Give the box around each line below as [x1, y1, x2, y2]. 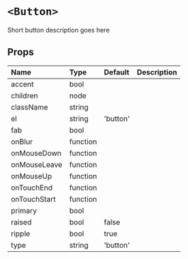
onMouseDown [11, 148, 62, 158]
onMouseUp [11, 171, 52, 181]
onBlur [11, 137, 33, 146]
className [11, 102, 48, 112]
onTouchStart [11, 194, 56, 204]
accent [11, 79, 34, 89]
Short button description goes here [7, 25, 110, 34]
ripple [11, 229, 31, 238]
